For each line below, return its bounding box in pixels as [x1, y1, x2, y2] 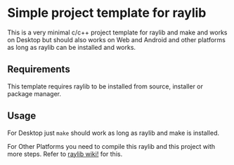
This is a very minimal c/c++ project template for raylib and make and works [7, 28, 228, 37]
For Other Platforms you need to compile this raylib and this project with [7, 142, 216, 150]
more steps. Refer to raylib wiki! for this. [7, 150, 123, 158]
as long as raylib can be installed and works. [7, 43, 136, 51]
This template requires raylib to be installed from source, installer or [7, 82, 204, 91]
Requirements [7, 63, 70, 75]
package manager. [7, 89, 62, 98]
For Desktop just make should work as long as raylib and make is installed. [7, 128, 220, 137]
